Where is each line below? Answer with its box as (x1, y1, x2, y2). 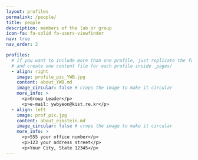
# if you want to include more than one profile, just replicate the (11, 57, 186, 64)
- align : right (11, 68, 49, 74)
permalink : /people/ (6, 14, 57, 20)
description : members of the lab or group (6, 25, 112, 31)
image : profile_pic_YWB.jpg (16, 74, 85, 80)
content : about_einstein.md (16, 118, 85, 124)
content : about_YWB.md (16, 79, 72, 85)
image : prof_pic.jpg (16, 112, 67, 118)
